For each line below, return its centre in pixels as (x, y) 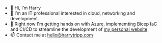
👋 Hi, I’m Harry (25, 8)
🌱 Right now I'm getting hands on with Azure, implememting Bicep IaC (84, 24)
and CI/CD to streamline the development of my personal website (79, 29)
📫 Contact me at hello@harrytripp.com (51, 35)
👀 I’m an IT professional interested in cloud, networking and (73, 13)
